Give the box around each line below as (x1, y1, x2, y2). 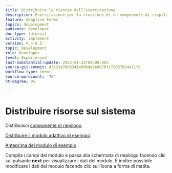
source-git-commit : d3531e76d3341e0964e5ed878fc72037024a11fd (5, 64, 141, 70)
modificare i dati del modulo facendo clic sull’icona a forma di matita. (5, 163, 151, 169)
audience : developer (5, 27, 50, 32)
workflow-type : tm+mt (5, 70, 52, 75)
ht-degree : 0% (5, 79, 36, 84)
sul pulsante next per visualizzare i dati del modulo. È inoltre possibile (5, 157, 153, 164)
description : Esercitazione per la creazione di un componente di (5, 12, 150, 17)
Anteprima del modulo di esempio (5, 142, 77, 148)
